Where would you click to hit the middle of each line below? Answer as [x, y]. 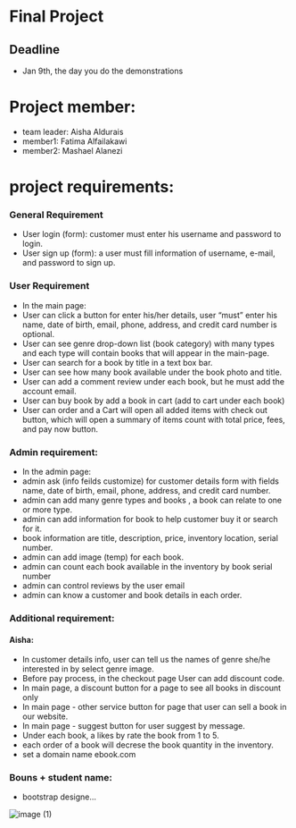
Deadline [35, 50]
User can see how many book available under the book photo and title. [152, 372]
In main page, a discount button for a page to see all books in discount [152, 688]
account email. [49, 391]
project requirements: [92, 187]
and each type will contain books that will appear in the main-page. [146, 353]
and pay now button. [60, 429]
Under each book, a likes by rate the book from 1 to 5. [121, 736]
